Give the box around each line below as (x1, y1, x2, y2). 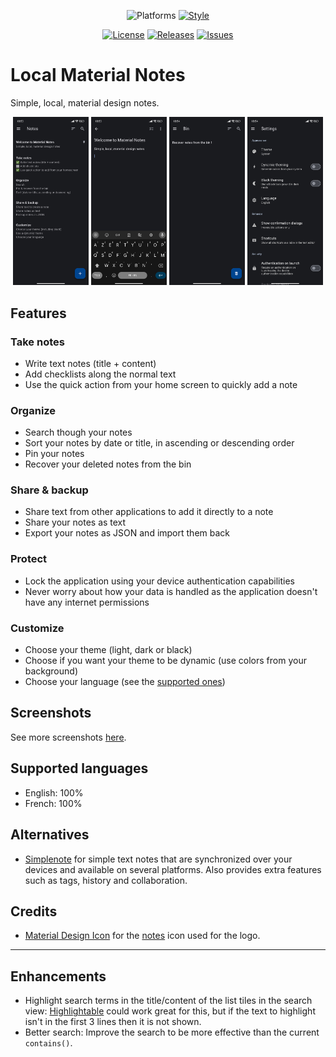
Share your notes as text (24, 516, 127, 529)
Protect (10, 552, 48, 566)
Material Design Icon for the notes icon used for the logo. (24, 930, 261, 942)
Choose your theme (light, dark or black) (24, 644, 193, 656)
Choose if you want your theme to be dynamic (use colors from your (24, 655, 307, 667)
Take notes (10, 335, 65, 349)
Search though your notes (24, 426, 133, 439)
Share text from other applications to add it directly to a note (24, 506, 274, 518)
